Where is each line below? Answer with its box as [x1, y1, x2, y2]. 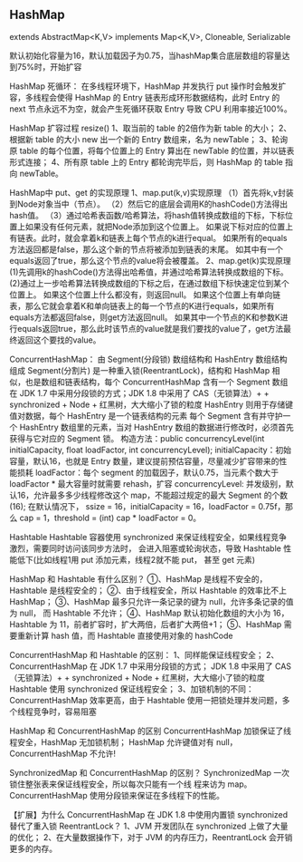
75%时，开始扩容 [16, 61, 82, 72]
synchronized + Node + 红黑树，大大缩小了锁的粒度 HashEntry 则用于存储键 [9, 399, 294, 410]
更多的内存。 [9, 843, 57, 854]
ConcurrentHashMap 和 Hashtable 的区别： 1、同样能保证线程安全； [9, 649, 264, 660]
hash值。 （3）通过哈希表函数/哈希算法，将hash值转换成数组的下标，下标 [9, 209, 286, 220]
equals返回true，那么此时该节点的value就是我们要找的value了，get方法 [16, 323, 284, 334]
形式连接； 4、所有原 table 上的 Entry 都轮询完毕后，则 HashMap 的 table [9, 156, 283, 167]
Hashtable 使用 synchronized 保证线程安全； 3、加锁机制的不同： [9, 683, 255, 694]
